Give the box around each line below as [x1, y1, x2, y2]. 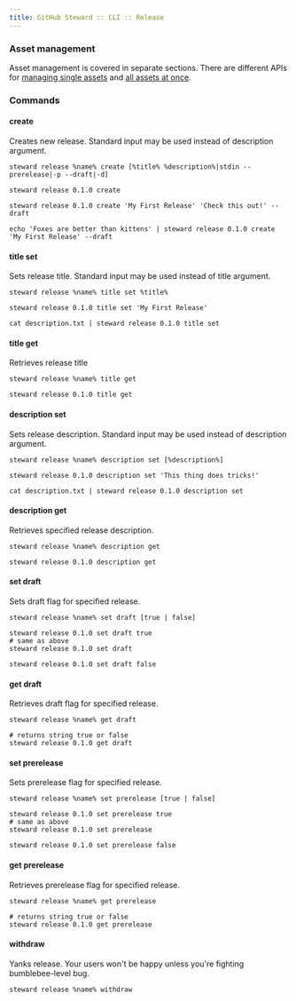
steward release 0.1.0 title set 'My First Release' [9, 304, 208, 313]
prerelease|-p [9, 171, 62, 179]
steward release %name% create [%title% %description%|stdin [9, 163, 240, 171]
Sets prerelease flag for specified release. [9, 777, 162, 788]
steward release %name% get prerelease [9, 896, 157, 906]
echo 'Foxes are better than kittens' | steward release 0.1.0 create [9, 225, 276, 234]
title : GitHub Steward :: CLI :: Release [9, 12, 165, 22]
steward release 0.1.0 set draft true [9, 629, 152, 638]
